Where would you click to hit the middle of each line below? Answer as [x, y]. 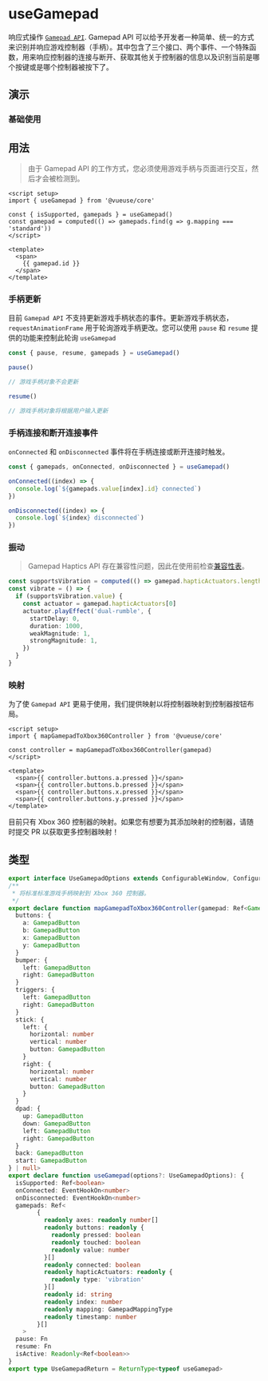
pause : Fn [32, 1339]
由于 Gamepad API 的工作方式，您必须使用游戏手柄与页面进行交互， [140, 169]
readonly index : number [83, 1302]
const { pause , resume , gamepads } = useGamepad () [94, 353]
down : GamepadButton [57, 1124]
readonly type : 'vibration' [98, 1280]
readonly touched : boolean [96, 1242]
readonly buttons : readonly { [94, 1228]
